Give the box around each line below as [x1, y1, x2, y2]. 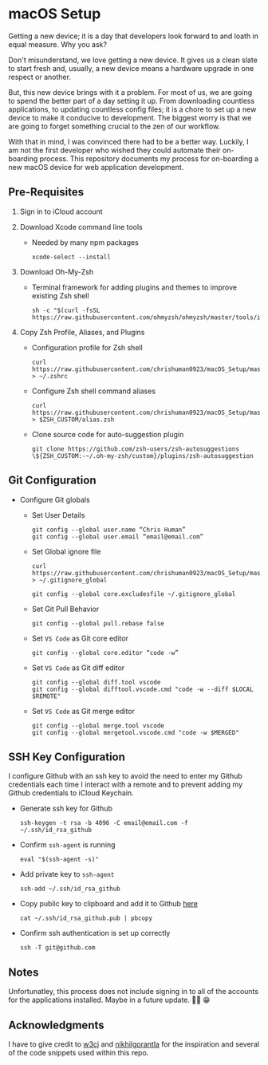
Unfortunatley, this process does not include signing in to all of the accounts [8, 987, 259, 996]
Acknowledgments [8, 1018, 105, 1031]
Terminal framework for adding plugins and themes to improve [31, 282, 238, 292]
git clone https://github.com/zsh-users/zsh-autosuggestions [31, 444, 239, 453]
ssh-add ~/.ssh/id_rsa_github [19, 885, 121, 893]
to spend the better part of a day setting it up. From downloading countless [8, 96, 255, 105]
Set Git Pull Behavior [31, 604, 100, 613]
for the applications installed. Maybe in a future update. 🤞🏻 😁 [8, 995, 211, 1005]
